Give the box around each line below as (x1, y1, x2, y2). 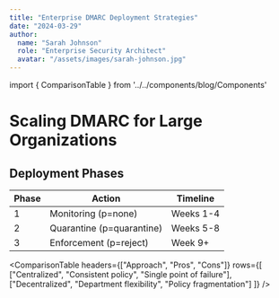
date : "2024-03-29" (9, 22, 83, 31)
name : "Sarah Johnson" (17, 38, 102, 48)
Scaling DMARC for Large (9, 111, 204, 131)
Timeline (176, 192, 215, 205)
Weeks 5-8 (170, 222, 220, 234)
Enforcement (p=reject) (49, 237, 150, 249)
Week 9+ (170, 237, 210, 249)
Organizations (9, 130, 118, 151)
